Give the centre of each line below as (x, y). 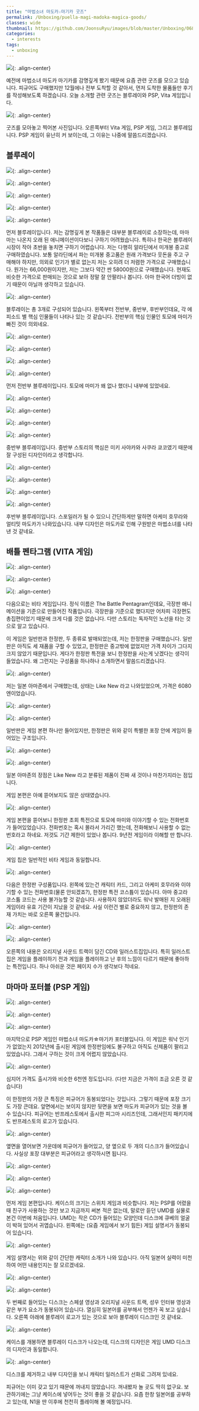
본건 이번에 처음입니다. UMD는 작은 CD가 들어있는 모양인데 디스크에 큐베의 (93, 1218)
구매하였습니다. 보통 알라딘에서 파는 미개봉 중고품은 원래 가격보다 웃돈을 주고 (95, 254)
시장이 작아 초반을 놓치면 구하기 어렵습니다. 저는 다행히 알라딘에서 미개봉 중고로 (98, 247)
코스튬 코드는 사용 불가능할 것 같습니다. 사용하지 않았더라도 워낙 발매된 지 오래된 (99, 900)
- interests (26, 39)
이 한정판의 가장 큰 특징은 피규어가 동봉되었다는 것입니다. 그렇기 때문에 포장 (93, 1099)
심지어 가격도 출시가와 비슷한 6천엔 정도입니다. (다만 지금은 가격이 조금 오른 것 (96, 1079)
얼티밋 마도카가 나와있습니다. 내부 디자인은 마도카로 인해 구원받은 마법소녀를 (94, 524)
